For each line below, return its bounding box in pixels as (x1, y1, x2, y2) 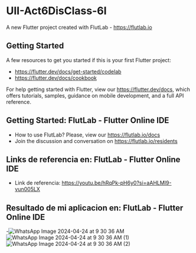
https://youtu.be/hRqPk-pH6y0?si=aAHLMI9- (61, 179, 172, 187)
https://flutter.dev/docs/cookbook (14, 74, 97, 81)
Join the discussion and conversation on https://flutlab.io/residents (14, 137, 178, 144)
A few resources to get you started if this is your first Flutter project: (6, 56, 171, 63)
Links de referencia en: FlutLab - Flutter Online (6, 154, 181, 164)
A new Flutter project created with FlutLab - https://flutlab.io (6, 24, 152, 31)
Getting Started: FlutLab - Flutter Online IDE (6, 115, 169, 125)
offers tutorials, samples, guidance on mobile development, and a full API (6, 92, 184, 99)
